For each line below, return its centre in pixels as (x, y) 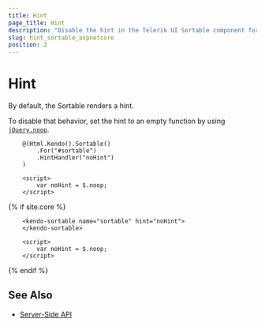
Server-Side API (46, 314)
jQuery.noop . (29, 129)
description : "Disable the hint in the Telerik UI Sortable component (127, 30)
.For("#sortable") (67, 151)
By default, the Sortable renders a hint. (71, 106)
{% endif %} (28, 271)
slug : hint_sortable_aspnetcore (61, 37)
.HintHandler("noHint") (75, 158)
